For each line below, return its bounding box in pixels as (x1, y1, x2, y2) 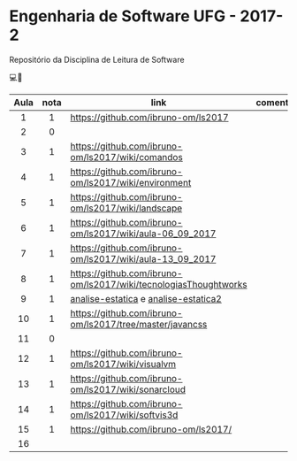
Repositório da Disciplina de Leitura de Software (9, 54, 185, 65)
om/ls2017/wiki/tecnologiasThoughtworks (70, 278, 247, 290)
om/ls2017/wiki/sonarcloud (70, 383, 186, 396)
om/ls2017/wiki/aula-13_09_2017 (70, 252, 217, 265)
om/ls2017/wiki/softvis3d (70, 409, 179, 421)
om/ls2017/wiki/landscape (70, 202, 183, 214)
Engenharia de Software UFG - (9, 6, 237, 27)
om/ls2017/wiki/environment (70, 176, 192, 188)
